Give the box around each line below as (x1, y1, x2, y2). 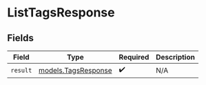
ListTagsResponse (7, 5, 115, 21)
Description (156, 53, 195, 62)
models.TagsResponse (39, 65, 112, 75)
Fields (7, 32, 34, 44)
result (10, 66, 32, 74)
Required (119, 53, 150, 62)
